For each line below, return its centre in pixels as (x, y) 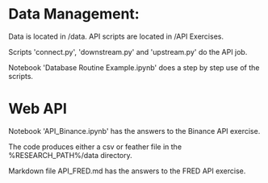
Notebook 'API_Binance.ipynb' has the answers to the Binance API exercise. (134, 131)
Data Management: (74, 14)
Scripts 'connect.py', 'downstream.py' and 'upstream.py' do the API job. (128, 52)
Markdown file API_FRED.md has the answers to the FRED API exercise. (127, 171)
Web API (38, 109)
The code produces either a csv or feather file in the (95, 147)
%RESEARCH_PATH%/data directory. (70, 155)
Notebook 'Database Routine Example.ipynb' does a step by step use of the (134, 67)
